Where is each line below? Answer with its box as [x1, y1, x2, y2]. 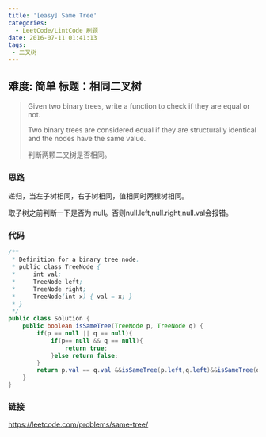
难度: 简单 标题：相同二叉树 [8, 80, 142, 94]
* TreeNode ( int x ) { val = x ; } [11, 293, 133, 301]
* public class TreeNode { [11, 263, 101, 271]
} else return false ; [50, 351, 119, 359]
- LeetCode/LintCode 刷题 [15, 26, 99, 34]
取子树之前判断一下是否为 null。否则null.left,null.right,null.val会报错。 [8, 208, 234, 218]
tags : [8, 41, 26, 49]
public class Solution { [8, 315, 90, 323]
